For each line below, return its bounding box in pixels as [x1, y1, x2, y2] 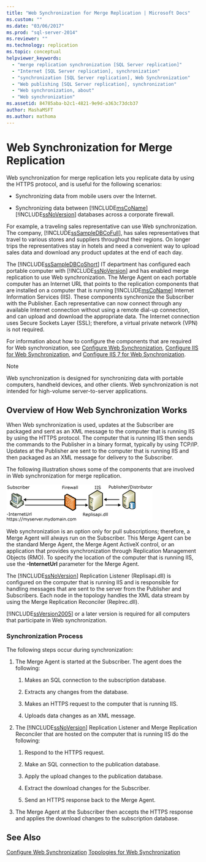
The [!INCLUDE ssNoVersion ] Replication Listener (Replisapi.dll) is [6, 572, 172, 579]
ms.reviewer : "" [6, 36, 48, 42]
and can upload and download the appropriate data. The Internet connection [6, 313, 200, 320]
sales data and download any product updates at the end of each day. [6, 248, 183, 256]
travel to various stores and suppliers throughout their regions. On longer [6, 235, 191, 243]
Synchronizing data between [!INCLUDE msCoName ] [15, 204, 148, 212]
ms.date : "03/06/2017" [6, 23, 64, 29]
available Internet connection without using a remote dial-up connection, [6, 306, 190, 313]
